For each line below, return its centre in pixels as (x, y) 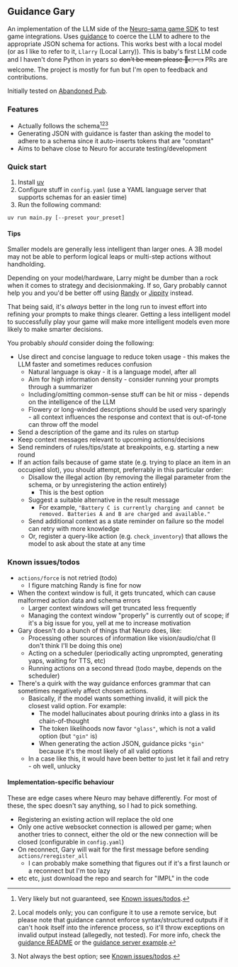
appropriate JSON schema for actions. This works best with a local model (115, 44)
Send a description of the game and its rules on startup (98, 432)
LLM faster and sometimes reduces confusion (85, 364)
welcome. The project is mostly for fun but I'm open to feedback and (107, 69)
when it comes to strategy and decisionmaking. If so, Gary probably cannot (117, 286)
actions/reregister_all (53, 856)
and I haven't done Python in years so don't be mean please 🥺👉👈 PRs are (118, 59)
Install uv (31, 182)
